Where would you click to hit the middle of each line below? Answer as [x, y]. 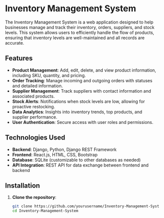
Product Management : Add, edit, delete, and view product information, [84, 70]
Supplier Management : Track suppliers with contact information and [82, 91]
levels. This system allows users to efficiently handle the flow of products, [80, 32]
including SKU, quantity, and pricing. [49, 75]
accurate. [15, 43]
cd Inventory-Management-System [45, 211]
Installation [23, 185]
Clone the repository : [34, 197]
